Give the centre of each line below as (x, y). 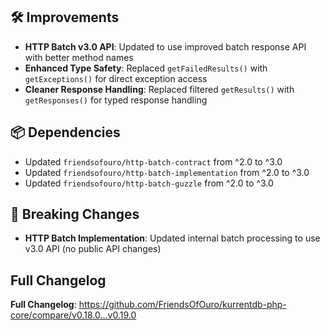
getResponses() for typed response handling (116, 100)
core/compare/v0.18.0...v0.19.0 (73, 315)
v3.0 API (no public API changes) (93, 249)
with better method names (79, 57)
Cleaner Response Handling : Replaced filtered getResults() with (159, 89)
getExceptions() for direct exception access (116, 78)
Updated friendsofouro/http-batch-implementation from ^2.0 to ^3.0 (167, 172)
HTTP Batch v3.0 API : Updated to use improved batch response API (165, 46)
